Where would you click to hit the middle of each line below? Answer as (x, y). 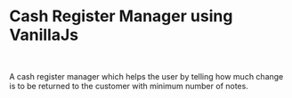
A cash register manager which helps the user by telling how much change (146, 76)
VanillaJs (44, 35)
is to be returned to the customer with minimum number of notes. (129, 86)
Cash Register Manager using (121, 16)
